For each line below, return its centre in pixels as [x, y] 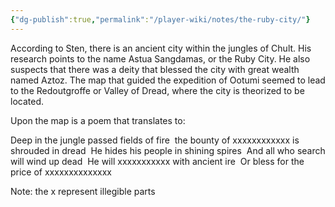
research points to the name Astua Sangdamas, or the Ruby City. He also [160, 58]
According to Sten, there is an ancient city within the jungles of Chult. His [161, 48]
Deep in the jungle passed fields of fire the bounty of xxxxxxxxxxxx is [155, 140]
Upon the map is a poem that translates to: [98, 120]
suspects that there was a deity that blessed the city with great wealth [155, 69]
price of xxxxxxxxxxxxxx [61, 172]
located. [27, 101]
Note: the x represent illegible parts [83, 191]
